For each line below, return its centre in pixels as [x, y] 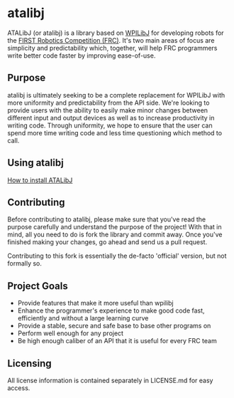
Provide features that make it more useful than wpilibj [95, 303]
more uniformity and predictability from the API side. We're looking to [108, 103]
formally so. [25, 263]
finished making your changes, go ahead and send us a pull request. [107, 242]
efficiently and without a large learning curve [83, 318]
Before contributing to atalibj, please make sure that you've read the [107, 219]
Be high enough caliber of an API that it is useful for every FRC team [117, 341]
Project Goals [38, 286]
